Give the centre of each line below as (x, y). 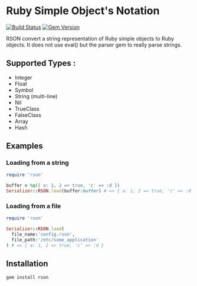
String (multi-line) (36, 96)
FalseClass (28, 115)
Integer (23, 77)
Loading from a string (37, 163)
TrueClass (27, 109)
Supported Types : (41, 63)
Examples (24, 146)
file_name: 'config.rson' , (43, 235)
